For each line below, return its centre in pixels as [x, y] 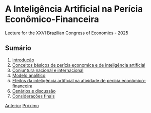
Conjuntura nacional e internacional [48, 70]
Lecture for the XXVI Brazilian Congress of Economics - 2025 [67, 33]
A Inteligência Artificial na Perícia [74, 9]
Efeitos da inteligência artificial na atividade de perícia [66, 80]
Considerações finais [33, 96]
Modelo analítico [29, 75]
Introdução [23, 60]
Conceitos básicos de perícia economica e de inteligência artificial [79, 65]
